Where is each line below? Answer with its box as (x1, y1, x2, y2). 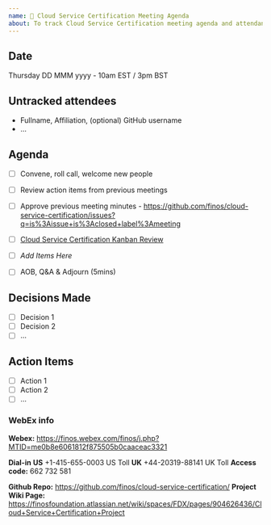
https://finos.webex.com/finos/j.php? (35, 433, 160, 443)
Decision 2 (19, 321, 56, 331)
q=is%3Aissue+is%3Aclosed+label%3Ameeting (19, 219, 181, 229)
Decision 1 (19, 313, 55, 322)
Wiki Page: (8, 490, 46, 500)
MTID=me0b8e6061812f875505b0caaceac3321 (8, 442, 168, 451)
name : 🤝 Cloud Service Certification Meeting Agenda (8, 11, 190, 20)
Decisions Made (8, 291, 91, 304)
